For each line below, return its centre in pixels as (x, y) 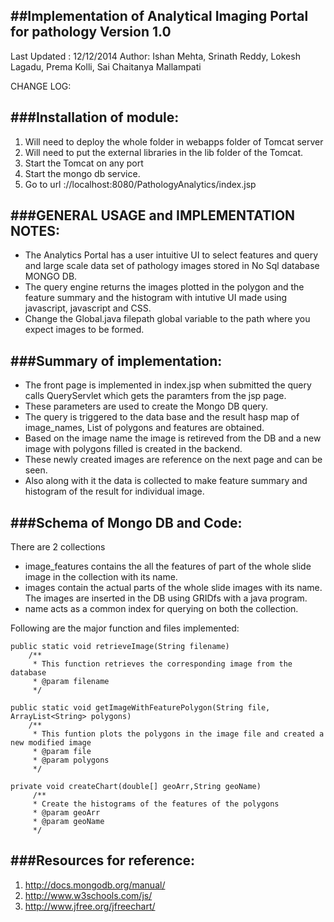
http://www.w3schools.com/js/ (88, 895)
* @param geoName (68, 822)
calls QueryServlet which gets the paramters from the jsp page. (155, 396)
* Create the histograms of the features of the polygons (156, 804)
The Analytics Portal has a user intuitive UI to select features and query (171, 255)
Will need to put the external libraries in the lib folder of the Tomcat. (164, 152)
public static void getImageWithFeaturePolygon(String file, (140, 708)
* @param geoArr (66, 813)
